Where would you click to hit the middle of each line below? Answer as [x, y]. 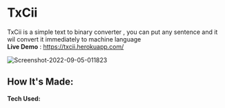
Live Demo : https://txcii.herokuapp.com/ [66, 46]
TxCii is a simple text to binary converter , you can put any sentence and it [112, 32]
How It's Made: [40, 82]
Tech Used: [24, 98]
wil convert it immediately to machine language [74, 39]
